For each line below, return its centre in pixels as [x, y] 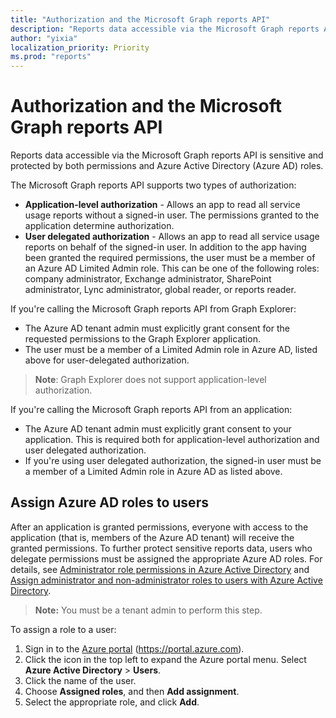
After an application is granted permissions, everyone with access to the [159, 527]
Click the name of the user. [80, 680]
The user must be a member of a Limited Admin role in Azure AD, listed [171, 350]
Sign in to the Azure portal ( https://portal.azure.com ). [134, 648]
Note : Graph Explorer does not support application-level [150, 380]
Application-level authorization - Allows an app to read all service [162, 205]
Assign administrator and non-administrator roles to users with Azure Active [166, 580]
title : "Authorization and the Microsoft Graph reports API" [140, 19]
